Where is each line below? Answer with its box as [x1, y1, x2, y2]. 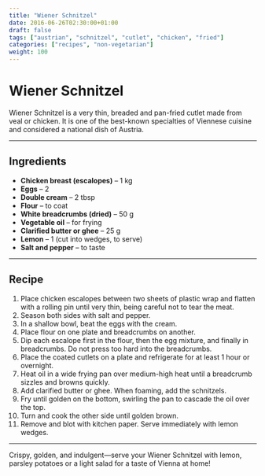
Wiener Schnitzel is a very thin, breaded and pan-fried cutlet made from [9, 108, 242, 117]
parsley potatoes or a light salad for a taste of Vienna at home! [9, 458, 211, 468]
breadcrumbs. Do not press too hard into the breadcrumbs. [20, 344, 212, 353]
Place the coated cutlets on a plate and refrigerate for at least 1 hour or [20, 352, 250, 362]
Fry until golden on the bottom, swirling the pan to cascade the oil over [20, 394, 250, 404]
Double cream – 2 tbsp [20, 192, 95, 201]
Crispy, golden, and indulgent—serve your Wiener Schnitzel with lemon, [9, 450, 242, 459]
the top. [20, 402, 46, 411]
